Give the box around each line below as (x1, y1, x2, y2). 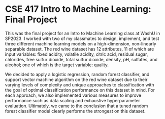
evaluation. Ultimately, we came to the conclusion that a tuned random (5, 103, 148, 109)
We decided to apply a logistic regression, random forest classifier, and (5, 71, 150, 77)
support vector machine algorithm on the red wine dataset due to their (5, 77, 148, 82)
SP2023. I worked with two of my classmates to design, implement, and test (5, 36, 159, 41)
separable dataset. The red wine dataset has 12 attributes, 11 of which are (5, 46, 154, 52)
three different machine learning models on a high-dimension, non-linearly (5, 40, 157, 46)
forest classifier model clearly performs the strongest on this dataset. (5, 108, 146, 114)
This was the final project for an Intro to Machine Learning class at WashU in (5, 30, 160, 36)
